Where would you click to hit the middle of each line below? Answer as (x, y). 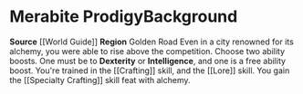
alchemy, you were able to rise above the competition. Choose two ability (147, 51)
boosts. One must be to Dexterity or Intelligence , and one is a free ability (147, 61)
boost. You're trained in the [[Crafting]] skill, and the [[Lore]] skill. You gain (150, 70)
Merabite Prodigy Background (124, 17)
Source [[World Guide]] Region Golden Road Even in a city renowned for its (151, 42)
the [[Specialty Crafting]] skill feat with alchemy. (100, 80)
